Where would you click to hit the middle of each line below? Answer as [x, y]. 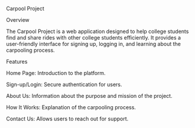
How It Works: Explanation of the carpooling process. [71, 107]
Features [17, 62]
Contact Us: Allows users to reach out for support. [67, 119]
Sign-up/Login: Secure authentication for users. [64, 84]
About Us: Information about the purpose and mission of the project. [89, 96]
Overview [18, 20]
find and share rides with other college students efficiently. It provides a [94, 37]
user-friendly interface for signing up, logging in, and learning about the [94, 44]
